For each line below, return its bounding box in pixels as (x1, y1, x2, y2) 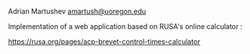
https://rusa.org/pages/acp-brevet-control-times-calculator (8, 37, 201, 46)
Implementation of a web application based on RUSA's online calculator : (8, 22, 243, 31)
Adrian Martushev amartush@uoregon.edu (8, 7, 147, 16)
